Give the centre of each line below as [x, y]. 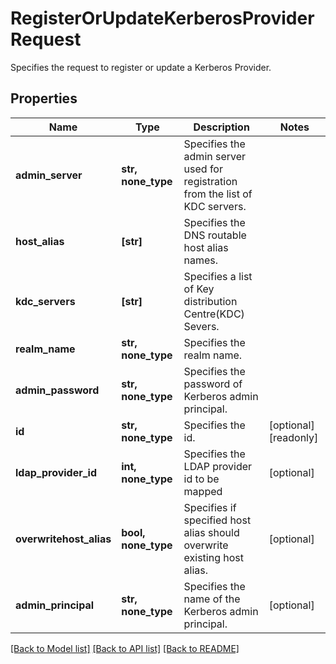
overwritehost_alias [63, 539]
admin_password [57, 390]
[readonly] [293, 437]
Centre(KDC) [214, 314]
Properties [44, 98]
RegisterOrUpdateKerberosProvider [162, 18]
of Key [199, 289]
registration [210, 181]
